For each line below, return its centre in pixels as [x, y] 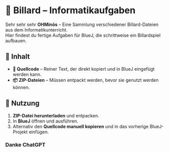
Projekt [20, 132]
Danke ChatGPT [25, 145]
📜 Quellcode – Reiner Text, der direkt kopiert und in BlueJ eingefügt [83, 69]
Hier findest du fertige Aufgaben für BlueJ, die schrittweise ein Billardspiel [83, 35]
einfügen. [39, 132]
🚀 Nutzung [22, 103]
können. [21, 87]
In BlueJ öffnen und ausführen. [45, 121]
